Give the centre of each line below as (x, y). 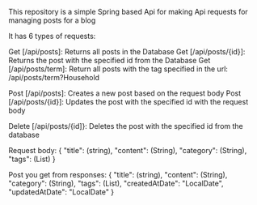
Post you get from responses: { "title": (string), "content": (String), (118, 175)
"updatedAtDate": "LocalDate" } (61, 192)
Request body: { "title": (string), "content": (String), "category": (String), (128, 150)
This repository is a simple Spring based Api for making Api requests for (128, 12)
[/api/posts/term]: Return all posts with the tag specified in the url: (118, 69)
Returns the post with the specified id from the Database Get (110, 60)
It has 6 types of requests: (52, 36)
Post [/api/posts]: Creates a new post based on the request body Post (125, 93)
